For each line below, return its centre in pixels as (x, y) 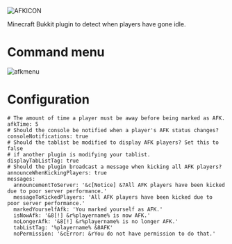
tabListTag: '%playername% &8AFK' (63, 227)
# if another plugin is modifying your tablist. (79, 154)
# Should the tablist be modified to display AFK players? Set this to (113, 143)
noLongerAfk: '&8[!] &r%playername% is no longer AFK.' (96, 221)
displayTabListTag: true (43, 161)
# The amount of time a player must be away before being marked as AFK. (116, 118)
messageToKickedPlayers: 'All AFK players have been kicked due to (113, 197)
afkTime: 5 (23, 124)
